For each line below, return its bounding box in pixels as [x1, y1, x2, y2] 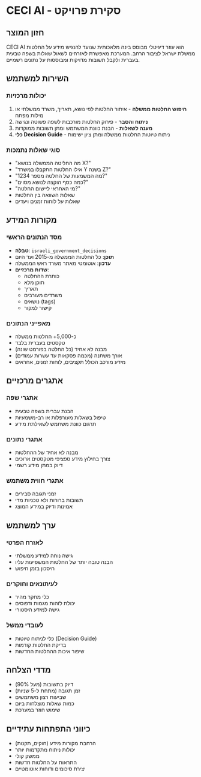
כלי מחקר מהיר [14, 593, 49, 600]
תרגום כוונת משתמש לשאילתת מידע [14, 420, 97, 427]
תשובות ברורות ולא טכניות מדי [14, 497, 83, 504]
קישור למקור [23, 304, 52, 311]
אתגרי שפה [6, 394, 38, 402]
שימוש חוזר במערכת [14, 706, 61, 713]
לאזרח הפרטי [6, 538, 44, 546]
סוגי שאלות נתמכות [6, 145, 61, 154]
